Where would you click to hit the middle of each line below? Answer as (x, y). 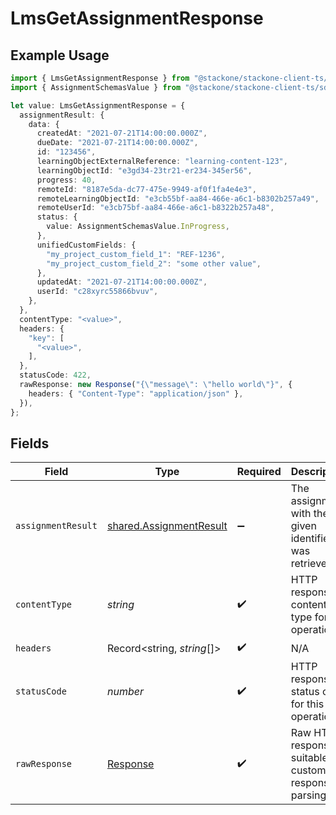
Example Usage (60, 55)
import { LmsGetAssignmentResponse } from (100, 78)
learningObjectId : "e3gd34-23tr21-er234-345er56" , (144, 170)
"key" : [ (46, 338)
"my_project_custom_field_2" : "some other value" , (154, 263)
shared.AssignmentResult (167, 526)
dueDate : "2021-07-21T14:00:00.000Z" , (117, 143)
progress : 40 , (66, 180)
